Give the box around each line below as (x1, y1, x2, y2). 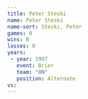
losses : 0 (7, 43, 36, 49)
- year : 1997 (10, 56, 49, 63)
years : (7, 49, 26, 56)
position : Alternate (16, 75, 76, 82)
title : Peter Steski (7, 10, 67, 17)
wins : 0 (7, 36, 30, 43)
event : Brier (16, 62, 54, 69)
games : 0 (7, 29, 33, 37)
